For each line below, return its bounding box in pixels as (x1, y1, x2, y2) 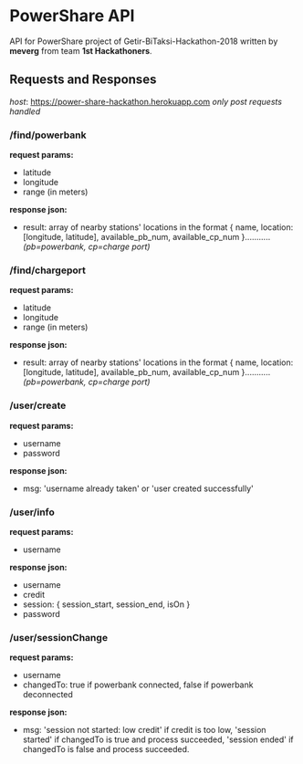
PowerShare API (9, 5, 135, 26)
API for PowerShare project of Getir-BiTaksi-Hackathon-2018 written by (9, 36, 278, 47)
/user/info (9, 506, 55, 518)
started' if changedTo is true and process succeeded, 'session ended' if (22, 734, 294, 745)
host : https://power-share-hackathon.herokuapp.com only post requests (9, 96, 283, 107)
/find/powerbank (9, 129, 87, 141)
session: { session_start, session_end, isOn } (22, 599, 191, 610)
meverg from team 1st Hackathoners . (9, 45, 152, 56)
